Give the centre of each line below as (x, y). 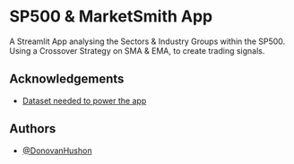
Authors (33, 129)
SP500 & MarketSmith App (111, 17)
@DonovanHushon (57, 151)
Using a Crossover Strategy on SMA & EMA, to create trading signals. (137, 50)
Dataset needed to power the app (84, 100)
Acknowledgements (67, 79)
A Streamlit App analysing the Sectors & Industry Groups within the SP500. (147, 41)
